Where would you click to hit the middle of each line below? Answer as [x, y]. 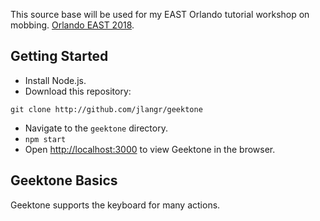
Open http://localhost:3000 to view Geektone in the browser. [150, 149]
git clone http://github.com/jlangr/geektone [106, 109]
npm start [45, 139]
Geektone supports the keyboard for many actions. [115, 205]
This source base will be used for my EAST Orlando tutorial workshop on [160, 14]
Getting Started [59, 56]
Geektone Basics [64, 180]
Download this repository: [78, 91]
